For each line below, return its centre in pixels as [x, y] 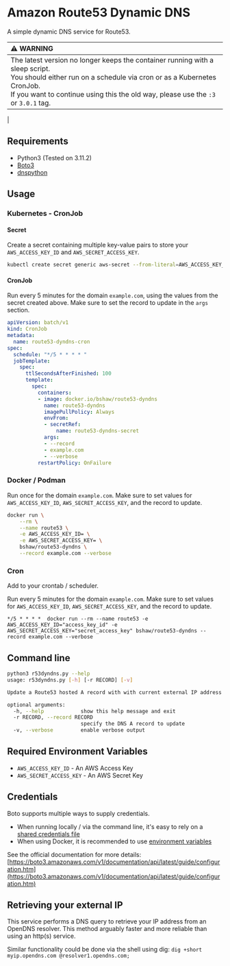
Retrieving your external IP [65, 905]
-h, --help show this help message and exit [94, 711]
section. [18, 310]
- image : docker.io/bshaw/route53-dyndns [97, 399]
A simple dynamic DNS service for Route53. [69, 32]
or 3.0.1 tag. [31, 103]
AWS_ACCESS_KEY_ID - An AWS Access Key [75, 768]
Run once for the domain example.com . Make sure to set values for [100, 495]
